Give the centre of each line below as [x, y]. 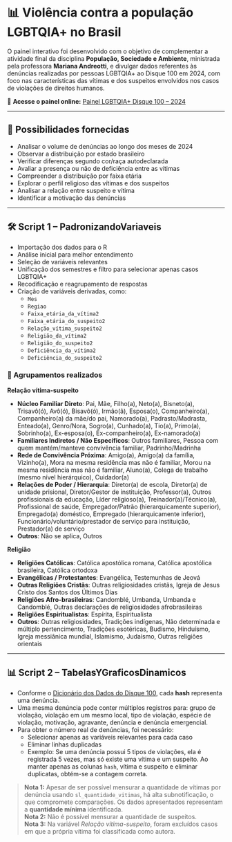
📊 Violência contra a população [100, 13]
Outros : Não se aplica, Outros [59, 536]
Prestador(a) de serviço [51, 529]
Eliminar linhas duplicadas [65, 744]
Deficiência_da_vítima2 [62, 350]
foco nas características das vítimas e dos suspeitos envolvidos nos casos [113, 80]
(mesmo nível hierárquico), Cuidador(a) [73, 477]
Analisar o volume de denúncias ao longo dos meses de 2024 [105, 146]
